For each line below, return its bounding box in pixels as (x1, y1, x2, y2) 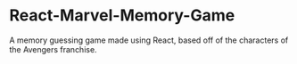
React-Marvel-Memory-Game (9, 5, 235, 26)
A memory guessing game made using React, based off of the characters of (9, 35, 289, 45)
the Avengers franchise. (9, 44, 97, 54)
